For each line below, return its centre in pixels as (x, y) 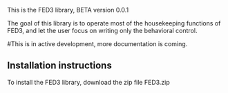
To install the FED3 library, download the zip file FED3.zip (89, 82)
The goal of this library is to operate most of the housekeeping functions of (114, 23)
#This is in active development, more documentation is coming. (97, 44)
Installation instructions (59, 66)
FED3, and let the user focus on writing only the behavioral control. (102, 31)
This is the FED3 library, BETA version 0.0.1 (68, 10)
